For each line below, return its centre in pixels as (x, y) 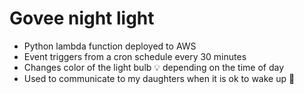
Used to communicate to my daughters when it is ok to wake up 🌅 (159, 78)
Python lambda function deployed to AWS (110, 46)
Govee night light (82, 18)
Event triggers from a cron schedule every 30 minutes (135, 56)
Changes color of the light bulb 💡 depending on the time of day (154, 67)
